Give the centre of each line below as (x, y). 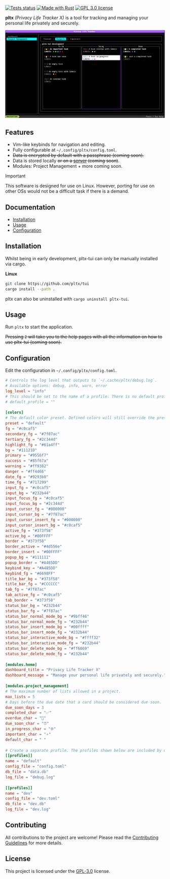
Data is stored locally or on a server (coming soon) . (66, 161)
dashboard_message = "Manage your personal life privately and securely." (86, 675)
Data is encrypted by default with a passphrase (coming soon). (78, 156)
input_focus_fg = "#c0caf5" (35, 498)
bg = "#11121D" (21, 450)
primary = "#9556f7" (27, 456)
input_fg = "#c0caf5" (28, 488)
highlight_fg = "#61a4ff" (32, 445)
